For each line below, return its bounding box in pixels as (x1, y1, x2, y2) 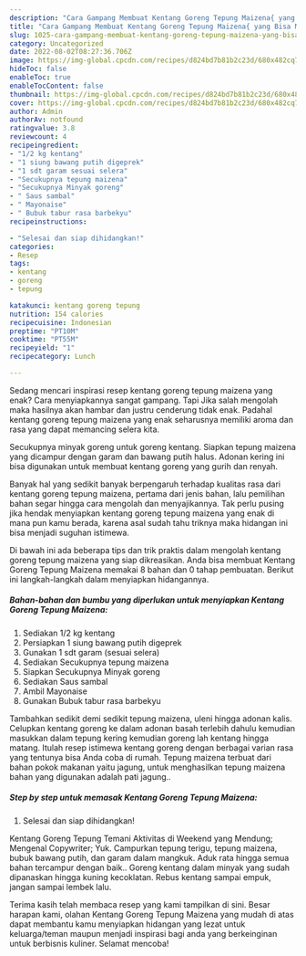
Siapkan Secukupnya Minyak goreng (22, 666, 161, 677)
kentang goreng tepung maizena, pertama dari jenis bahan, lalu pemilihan (9, 488, 285, 499)
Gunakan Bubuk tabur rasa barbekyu (22, 695, 161, 706)
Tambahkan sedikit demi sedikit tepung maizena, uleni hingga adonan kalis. (9, 713, 293, 724)
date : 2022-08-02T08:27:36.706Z (9, 47, 132, 57)
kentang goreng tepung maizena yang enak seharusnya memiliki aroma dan (9, 414, 294, 425)
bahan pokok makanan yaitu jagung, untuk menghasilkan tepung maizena (9, 762, 286, 772)
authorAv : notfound (9, 115, 84, 124)
